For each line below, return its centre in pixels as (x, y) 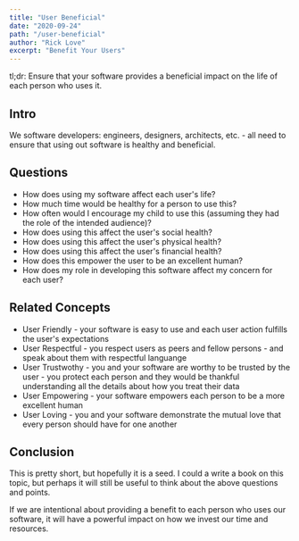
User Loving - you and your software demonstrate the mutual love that (151, 414)
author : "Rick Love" (48, 42)
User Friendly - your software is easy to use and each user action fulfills (155, 329)
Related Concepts (60, 308)
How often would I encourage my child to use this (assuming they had (150, 213)
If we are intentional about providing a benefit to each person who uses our (148, 510)
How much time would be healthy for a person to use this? (129, 204)
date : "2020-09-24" (46, 26)
